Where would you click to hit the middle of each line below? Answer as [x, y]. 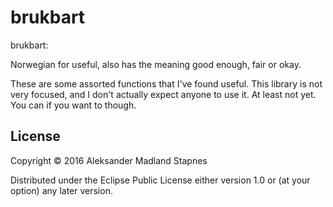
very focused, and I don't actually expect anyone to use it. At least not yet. [163, 94]
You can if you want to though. [73, 105]
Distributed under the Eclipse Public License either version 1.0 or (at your [160, 180]
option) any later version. [61, 190]
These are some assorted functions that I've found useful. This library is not [166, 83]
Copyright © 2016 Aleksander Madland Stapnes [109, 160]
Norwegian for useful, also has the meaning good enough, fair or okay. [156, 64]
